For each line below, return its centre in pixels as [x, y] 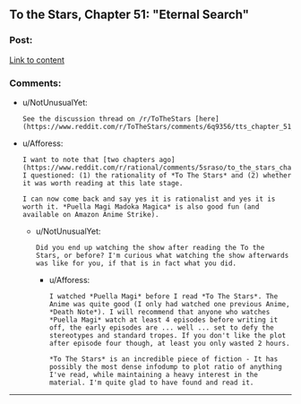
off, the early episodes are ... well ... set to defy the [162, 327]
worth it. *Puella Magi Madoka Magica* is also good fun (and [141, 206]
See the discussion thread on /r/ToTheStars [107, 119]
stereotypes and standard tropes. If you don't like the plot [168, 335]
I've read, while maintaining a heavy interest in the [153, 374]
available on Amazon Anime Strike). [90, 214]
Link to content [37, 60]
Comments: [35, 82]
